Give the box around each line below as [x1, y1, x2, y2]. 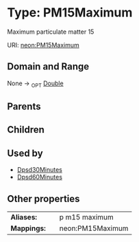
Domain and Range [7, 60, 90, 73]
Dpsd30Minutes [16, 166, 63, 174]
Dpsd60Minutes [16, 173, 63, 181]
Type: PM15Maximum [7, 5, 133, 21]
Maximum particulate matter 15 [7, 27, 94, 36]
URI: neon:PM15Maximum [7, 41, 80, 49]
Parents [7, 100, 41, 112]
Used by [7, 147, 43, 159]
